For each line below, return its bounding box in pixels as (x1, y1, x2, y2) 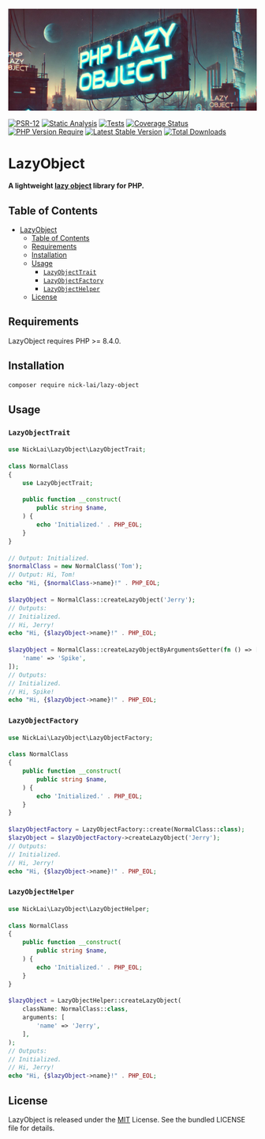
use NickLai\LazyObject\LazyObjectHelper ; (8, 905, 150, 913)
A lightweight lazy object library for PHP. (8, 181, 144, 191)
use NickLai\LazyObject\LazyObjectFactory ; (8, 734, 154, 742)
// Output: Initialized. (8, 554, 90, 562)
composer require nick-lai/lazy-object (8, 381, 140, 389)
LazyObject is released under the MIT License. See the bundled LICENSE (8, 1114, 246, 1124)
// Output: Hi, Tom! (8, 571, 77, 579)
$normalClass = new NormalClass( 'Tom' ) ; (8, 563, 144, 571)
